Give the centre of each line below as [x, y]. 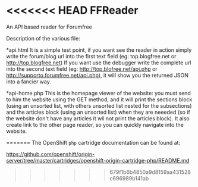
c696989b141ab [129, 178]
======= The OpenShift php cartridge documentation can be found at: [93, 142]
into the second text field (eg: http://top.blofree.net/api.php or [82, 68]
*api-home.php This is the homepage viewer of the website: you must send [99, 93]
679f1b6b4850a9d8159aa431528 [150, 172]
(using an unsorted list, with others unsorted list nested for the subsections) [99, 105]
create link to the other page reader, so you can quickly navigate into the [95, 124]
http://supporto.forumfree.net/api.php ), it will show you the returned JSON [98, 75]
